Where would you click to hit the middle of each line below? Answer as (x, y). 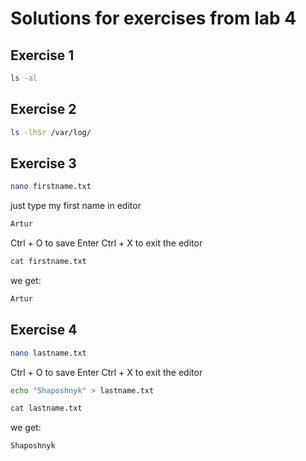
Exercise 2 (43, 109)
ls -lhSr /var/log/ (51, 132)
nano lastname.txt (48, 353)
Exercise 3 (43, 163)
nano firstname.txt (51, 187)
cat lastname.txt (46, 408)
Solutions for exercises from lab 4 (153, 18)
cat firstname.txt (48, 262)
